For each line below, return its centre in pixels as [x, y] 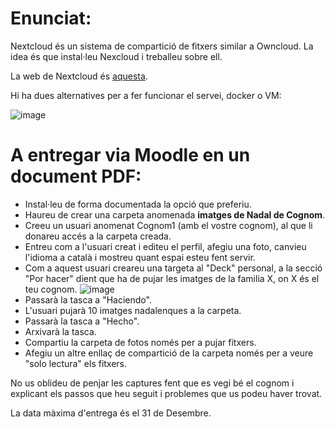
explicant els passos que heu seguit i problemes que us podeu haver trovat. [166, 393]
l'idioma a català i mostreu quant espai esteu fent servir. [140, 257]
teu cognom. [51, 289]
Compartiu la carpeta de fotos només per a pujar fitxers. [140, 342]
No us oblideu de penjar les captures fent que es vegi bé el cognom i [152, 383]
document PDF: [76, 176]
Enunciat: [51, 18]
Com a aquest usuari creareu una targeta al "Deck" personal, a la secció [173, 268]
